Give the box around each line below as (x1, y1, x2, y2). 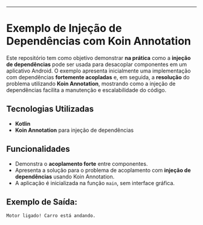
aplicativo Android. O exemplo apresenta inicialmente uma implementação (6, 67, 192, 74)
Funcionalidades (6, 144, 71, 154)
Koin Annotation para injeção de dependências (14, 126, 134, 134)
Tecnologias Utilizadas (6, 104, 94, 114)
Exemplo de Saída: (6, 197, 77, 207)
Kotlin (14, 120, 31, 127)
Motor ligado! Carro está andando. (6, 213, 96, 219)
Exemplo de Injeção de (6, 22, 122, 35)
